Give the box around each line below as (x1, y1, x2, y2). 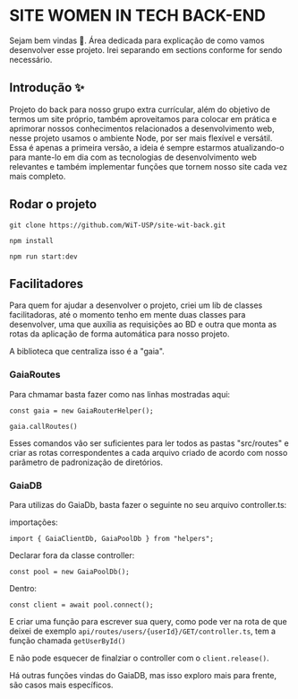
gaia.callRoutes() (9, 422, 78, 431)
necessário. (9, 54, 53, 65)
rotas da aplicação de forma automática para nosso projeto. (9, 328, 230, 339)
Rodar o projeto (9, 197, 97, 212)
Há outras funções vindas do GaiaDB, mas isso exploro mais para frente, (9, 669, 277, 680)
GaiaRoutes (9, 369, 61, 381)
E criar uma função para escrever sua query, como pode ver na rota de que (9, 616, 288, 626)
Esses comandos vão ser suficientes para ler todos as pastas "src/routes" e (9, 437, 289, 449)
